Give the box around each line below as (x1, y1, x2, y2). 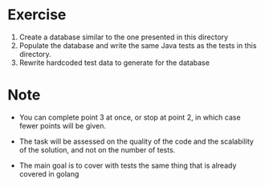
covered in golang (18, 169, 79, 178)
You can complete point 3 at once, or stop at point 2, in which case (18, 112, 242, 122)
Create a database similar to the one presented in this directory (18, 32, 229, 42)
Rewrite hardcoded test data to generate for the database (18, 58, 210, 67)
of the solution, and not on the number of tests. (18, 144, 176, 154)
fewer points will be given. (18, 120, 106, 130)
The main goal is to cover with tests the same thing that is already (18, 161, 237, 170)
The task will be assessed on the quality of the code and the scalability (18, 136, 255, 146)
